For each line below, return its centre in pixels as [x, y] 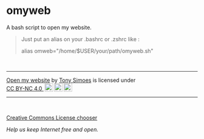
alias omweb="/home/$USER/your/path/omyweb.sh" [87, 51]
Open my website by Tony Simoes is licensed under [71, 80]
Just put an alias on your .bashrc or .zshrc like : [80, 39]
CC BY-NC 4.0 [24, 88]
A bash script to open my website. [49, 27]
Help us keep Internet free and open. [52, 129]
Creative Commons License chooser [52, 117]
